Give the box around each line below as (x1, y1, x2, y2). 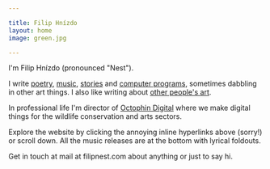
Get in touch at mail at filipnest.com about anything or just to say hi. (8, 151, 233, 162)
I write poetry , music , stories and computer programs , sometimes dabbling (8, 78, 257, 89)
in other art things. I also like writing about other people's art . (8, 87, 212, 97)
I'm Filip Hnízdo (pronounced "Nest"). (8, 63, 134, 73)
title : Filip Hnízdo (8, 19, 78, 27)
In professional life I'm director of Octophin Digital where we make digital (8, 103, 251, 113)
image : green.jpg (8, 34, 67, 42)
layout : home (8, 26, 53, 35)
